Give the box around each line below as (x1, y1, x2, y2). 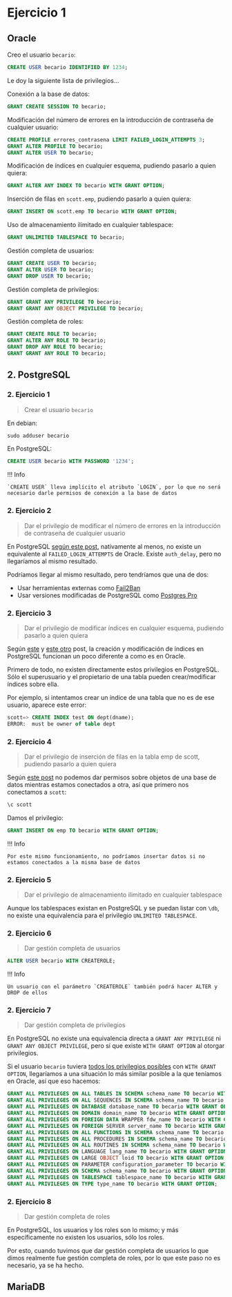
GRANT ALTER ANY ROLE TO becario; (7, 337, 107, 344)
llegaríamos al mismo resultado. (7, 557, 98, 565)
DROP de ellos (7, 989, 48, 997)
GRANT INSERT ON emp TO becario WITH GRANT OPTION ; (7, 827, 159, 834)
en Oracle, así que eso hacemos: (7, 1077, 101, 1085)
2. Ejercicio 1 (7, 390, 50, 400)
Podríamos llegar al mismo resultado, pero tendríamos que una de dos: (7, 570, 209, 578)
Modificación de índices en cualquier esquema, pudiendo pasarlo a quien (7, 162, 216, 170)
